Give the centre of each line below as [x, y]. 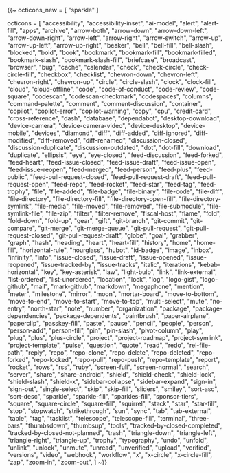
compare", [22, 228]
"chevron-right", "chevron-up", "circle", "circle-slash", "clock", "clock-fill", [112, 82]
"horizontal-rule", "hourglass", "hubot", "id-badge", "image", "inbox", [116, 250]
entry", [16, 308]
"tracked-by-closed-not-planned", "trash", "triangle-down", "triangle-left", [112, 433]
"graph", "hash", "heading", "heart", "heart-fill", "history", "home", [100, 243]
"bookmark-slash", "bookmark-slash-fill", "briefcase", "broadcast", [101, 60]
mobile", [19, 133]
